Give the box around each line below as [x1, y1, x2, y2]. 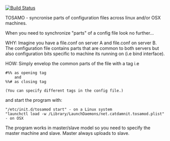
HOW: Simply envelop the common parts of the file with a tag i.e [5, 61, 140, 66]
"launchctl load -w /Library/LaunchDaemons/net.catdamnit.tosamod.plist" [5, 111, 165, 117]
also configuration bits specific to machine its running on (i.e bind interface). [5, 51, 165, 57]
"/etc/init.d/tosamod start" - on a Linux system [5, 107, 113, 112]
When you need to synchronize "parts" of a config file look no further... [5, 30, 154, 36]
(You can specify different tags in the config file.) [5, 88, 124, 93]
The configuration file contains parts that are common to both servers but [5, 45, 159, 51]
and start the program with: [5, 97, 62, 103]
